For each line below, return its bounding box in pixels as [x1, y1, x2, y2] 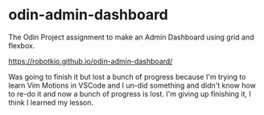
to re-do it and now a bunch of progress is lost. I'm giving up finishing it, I [8, 88, 252, 98]
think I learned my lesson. [8, 97, 94, 107]
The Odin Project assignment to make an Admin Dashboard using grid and [8, 32, 254, 42]
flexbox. [8, 40, 35, 50]
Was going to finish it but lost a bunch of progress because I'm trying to [8, 72, 246, 81]
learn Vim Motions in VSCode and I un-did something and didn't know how [8, 80, 256, 90]
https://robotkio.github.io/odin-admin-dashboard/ [8, 56, 173, 66]
